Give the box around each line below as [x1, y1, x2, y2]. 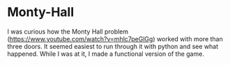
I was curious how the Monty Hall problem [7, 27, 129, 36]
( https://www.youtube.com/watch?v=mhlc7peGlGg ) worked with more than [7, 34, 223, 43]
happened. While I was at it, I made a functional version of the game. [7, 50, 204, 58]
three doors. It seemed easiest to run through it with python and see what [7, 42, 219, 50]
